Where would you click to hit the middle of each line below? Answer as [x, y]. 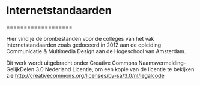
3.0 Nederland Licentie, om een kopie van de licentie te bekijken [115, 69]
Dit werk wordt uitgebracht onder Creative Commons [72, 63]
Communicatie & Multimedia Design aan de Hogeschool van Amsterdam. [96, 51]
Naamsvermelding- [162, 63]
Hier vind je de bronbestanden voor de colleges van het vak [80, 38]
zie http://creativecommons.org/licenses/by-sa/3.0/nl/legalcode [86, 75]
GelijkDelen [20, 69]
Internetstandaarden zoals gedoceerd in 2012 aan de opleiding [84, 45]
